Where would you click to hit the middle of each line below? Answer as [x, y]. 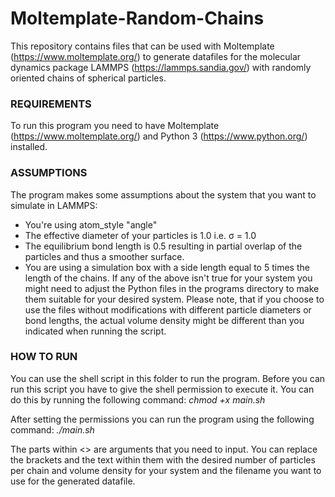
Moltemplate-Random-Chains [137, 18]
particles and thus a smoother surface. [104, 256]
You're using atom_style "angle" [91, 224]
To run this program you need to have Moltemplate [115, 126]
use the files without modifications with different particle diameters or [168, 309]
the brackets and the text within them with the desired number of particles [163, 459]
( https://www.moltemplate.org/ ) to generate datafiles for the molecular [156, 56]
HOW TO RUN [44, 357]
